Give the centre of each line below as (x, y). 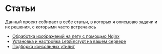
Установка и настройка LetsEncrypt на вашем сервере (69, 41)
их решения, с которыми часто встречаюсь (51, 27)
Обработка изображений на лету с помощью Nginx (66, 36)
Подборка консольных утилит (43, 46)
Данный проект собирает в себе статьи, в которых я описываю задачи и (81, 22)
